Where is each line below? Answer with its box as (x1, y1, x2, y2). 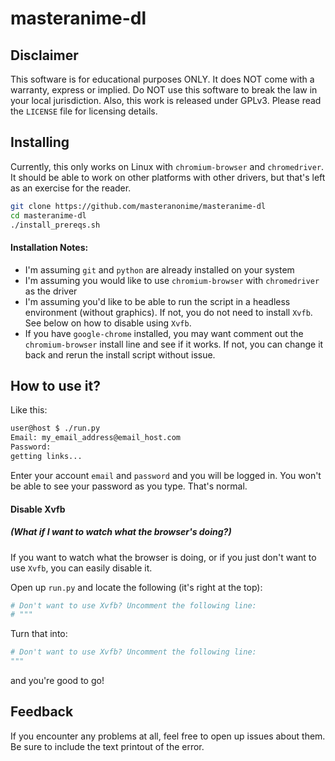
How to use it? (10, 378, 101, 395)
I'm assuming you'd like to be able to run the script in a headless (24, 295, 291, 307)
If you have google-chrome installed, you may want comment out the (24, 327, 304, 339)
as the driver (24, 285, 78, 297)
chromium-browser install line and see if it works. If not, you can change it (24, 338, 324, 350)
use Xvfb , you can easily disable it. (10, 562, 153, 574)
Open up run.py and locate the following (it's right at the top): (10, 581, 263, 593)
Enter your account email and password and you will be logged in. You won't (10, 469, 322, 481)
